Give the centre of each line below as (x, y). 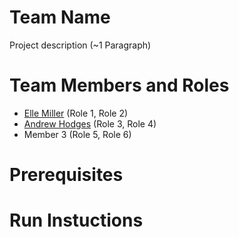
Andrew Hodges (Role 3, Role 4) (90, 123)
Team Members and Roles (119, 85)
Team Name (60, 17)
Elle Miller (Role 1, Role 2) (76, 113)
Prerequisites (66, 175)
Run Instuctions (76, 220)
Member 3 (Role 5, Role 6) (77, 134)
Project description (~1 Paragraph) (80, 45)
